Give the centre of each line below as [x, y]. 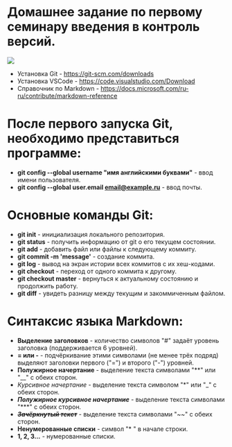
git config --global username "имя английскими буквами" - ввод [115, 172]
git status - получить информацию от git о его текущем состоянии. [116, 242]
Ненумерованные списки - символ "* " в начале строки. [102, 429]
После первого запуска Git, [90, 124]
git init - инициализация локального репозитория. [91, 234]
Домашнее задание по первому [105, 12]
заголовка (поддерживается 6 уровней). [77, 348]
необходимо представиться [93, 139]
